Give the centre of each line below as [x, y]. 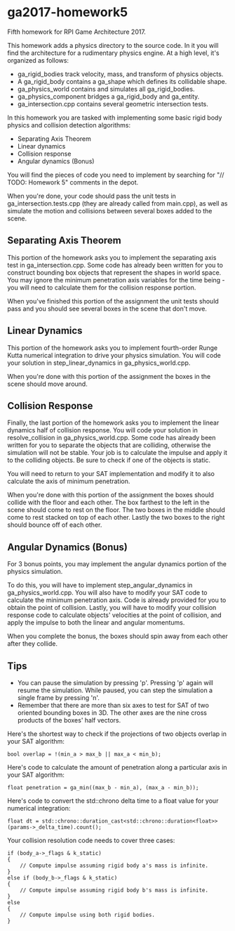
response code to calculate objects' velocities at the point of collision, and [115, 615]
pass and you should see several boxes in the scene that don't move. [107, 308]
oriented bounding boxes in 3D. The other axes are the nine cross [112, 713]
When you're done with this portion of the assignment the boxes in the [109, 376]
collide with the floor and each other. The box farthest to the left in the [109, 502]
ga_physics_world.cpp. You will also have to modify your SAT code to [107, 593]
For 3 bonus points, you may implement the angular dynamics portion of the [117, 564]
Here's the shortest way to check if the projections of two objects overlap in [117, 734]
